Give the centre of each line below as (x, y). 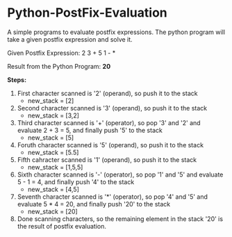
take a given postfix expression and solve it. (70, 39)
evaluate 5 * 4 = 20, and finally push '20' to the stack (94, 204)
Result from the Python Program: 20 (59, 66)
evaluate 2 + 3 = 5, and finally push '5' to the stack (90, 130)
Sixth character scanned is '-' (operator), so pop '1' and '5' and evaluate (120, 174)
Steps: (17, 80)
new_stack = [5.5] (53, 152)
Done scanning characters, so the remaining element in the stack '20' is (120, 219)
